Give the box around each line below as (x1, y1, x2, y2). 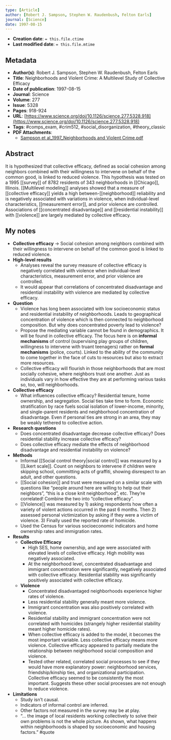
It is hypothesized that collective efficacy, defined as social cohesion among (5, 163, 166, 169)
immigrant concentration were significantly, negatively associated (28, 566, 166, 572)
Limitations (12, 691, 37, 697)
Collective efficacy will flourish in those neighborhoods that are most (20, 365, 165, 371)
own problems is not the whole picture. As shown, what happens (20, 718, 157, 724)
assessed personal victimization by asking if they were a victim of (20, 512, 159, 518)
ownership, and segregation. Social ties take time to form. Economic (20, 398, 164, 404)
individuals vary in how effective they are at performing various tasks (20, 376, 166, 382)
